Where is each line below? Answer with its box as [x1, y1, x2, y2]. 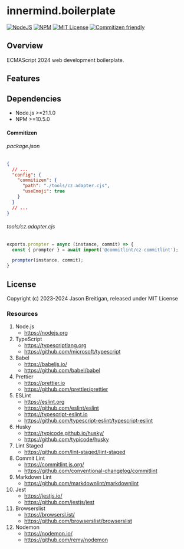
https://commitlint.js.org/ [24, 461, 84, 468]
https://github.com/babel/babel [24, 367, 100, 374]
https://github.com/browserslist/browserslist [24, 518, 132, 525]
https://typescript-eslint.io [24, 411, 88, 418]
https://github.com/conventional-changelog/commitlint [24, 468, 158, 475]
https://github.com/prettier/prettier [24, 385, 109, 393]
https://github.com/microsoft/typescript [24, 348, 121, 355]
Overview [6, 41, 44, 51]
